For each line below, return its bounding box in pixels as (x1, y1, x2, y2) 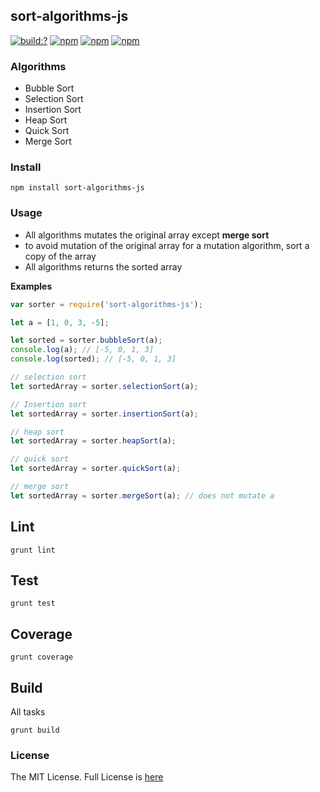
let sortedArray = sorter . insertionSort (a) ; (10, 409, 199, 419)
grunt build (10, 725, 60, 736)
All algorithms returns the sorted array (24, 260, 183, 273)
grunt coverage (10, 652, 74, 663)
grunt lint (10, 545, 56, 555)
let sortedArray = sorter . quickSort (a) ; (10, 464, 182, 474)
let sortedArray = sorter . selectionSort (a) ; (10, 381, 199, 391)
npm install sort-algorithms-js (10, 183, 145, 193)
